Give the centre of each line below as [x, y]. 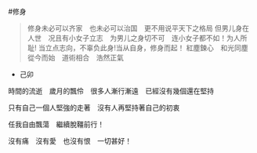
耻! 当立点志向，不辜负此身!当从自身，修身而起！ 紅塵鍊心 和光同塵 [138, 48]
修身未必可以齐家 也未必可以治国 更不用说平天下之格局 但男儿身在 [138, 28]
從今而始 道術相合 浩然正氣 [75, 58]
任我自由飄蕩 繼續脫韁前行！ [56, 124]
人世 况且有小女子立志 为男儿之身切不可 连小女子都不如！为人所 [137, 38]
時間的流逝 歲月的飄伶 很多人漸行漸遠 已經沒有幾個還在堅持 [111, 91]
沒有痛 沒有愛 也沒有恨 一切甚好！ [70, 141]
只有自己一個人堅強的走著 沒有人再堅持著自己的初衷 [94, 107]
